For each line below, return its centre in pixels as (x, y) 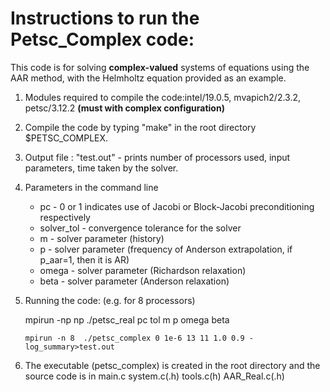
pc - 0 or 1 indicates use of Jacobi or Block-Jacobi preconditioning (177, 206)
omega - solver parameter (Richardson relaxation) (143, 270)
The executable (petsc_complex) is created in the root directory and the (172, 365)
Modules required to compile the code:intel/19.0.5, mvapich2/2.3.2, (163, 97)
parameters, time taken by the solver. (101, 168)
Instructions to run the (105, 18)
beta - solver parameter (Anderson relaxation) (134, 281)
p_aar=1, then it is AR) (84, 259)
